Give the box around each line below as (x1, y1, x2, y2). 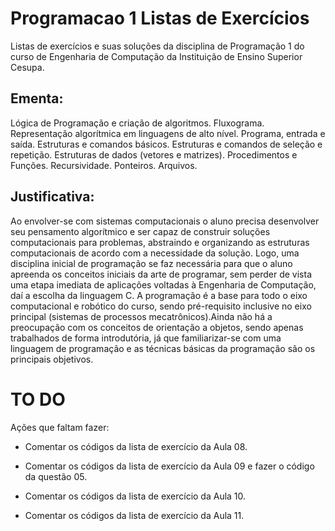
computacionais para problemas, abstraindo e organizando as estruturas (10, 236, 310, 248)
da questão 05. (24, 470, 88, 482)
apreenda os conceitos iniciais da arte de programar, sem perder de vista (10, 268, 313, 280)
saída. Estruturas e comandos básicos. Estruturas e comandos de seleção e (10, 138, 323, 150)
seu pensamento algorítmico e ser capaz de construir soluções (10, 225, 271, 237)
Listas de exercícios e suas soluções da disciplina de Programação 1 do (10, 40, 305, 52)
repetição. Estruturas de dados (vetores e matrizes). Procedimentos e (10, 148, 298, 161)
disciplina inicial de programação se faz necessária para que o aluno (10, 257, 293, 269)
